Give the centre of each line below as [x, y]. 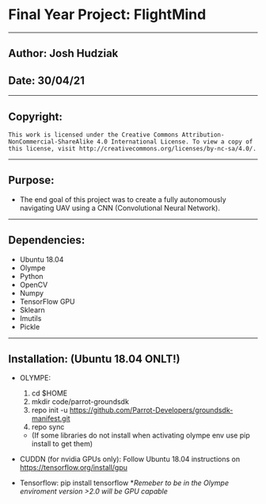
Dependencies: [47, 241]
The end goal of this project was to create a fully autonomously [123, 199]
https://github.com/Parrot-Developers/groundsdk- [151, 410]
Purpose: [31, 180]
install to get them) [62, 444]
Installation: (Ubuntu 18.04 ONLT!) [94, 359]
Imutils [30, 318]
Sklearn [32, 310]
